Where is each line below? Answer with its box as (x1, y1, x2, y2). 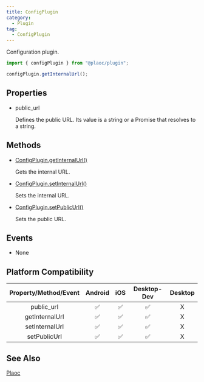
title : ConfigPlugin (6, 9, 59, 15)
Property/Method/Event (9, 289, 80, 297)
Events (6, 233, 33, 243)
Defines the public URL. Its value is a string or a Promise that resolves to (15, 116, 196, 123)
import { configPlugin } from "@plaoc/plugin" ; (6, 60, 129, 66)
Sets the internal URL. (15, 191, 70, 199)
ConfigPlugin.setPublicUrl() (15, 203, 84, 211)
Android (85, 289, 110, 297)
